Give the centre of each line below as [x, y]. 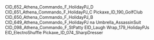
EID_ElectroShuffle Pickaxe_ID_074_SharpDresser [54, 33]
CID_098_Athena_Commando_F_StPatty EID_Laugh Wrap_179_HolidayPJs [77, 27]
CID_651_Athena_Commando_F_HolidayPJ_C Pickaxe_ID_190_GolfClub [74, 12]
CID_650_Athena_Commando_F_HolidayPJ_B [49, 17]
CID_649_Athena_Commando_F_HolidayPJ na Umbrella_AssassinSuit [73, 22]
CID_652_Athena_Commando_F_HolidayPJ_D [49, 7]
